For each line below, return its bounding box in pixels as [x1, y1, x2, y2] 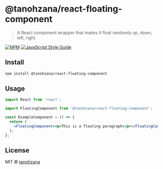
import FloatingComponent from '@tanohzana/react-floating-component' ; [5, 106, 153, 111]
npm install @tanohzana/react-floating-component [5, 71, 108, 76]
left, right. [16, 35, 36, 41]
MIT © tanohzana [5, 159, 40, 165]
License [5, 146, 30, 154]
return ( [9, 120, 27, 124]
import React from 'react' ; [5, 97, 62, 102]
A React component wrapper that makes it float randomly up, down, [16, 30, 153, 35]
